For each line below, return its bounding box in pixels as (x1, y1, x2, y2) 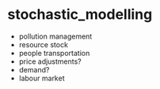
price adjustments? (18, 57, 82, 66)
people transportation (18, 48, 90, 57)
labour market (18, 73, 65, 83)
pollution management (18, 32, 93, 41)
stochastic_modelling (7, 6, 153, 24)
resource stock (18, 39, 69, 49)
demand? (18, 65, 50, 74)
